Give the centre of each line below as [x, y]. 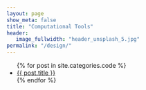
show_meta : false [31, 20]
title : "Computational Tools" [50, 26]
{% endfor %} [36, 80]
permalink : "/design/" [39, 46]
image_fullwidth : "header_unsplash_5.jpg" [77, 39]
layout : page [25, 13]
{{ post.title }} [36, 73]
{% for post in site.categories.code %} [71, 65]
